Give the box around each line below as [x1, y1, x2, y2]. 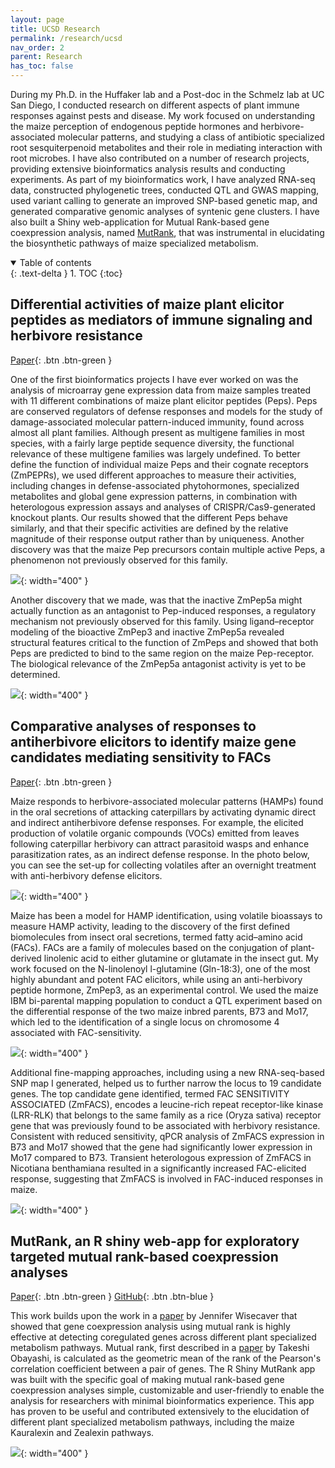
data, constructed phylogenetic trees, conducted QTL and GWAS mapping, [10, 184, 319, 196]
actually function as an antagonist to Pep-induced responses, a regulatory [10, 604, 317, 616]
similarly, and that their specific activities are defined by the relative [10, 522, 289, 534]
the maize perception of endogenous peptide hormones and [10, 121, 259, 132]
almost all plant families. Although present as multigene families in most [10, 426, 305, 438]
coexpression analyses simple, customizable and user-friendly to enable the [10, 1384, 325, 1396]
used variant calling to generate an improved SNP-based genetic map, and [10, 195, 318, 206]
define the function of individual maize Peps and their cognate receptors [10, 458, 309, 470]
